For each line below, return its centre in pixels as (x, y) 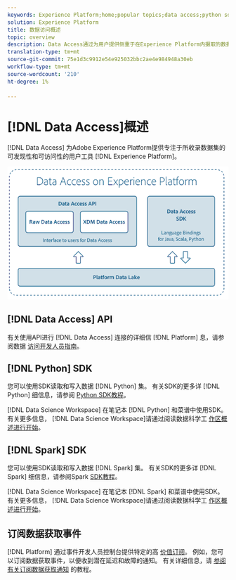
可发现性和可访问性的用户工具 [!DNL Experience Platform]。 (94, 156)
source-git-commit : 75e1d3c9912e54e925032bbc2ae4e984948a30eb (100, 60)
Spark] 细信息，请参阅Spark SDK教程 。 (64, 477)
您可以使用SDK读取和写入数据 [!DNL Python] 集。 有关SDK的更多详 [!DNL (113, 386)
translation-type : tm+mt (44, 52)
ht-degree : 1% (28, 82)
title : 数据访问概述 (34, 30)
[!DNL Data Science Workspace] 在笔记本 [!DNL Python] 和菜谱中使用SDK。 (117, 410)
